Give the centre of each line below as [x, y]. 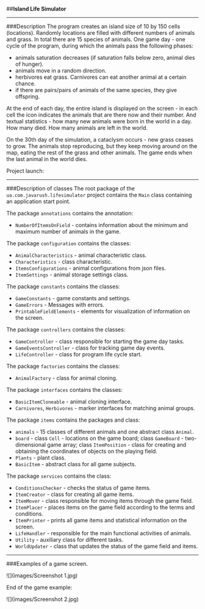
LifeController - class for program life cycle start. [78, 354]
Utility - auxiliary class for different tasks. [69, 540]
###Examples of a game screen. [47, 564]
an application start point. [38, 201]
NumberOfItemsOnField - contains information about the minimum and [101, 225]
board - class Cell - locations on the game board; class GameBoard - [99, 438]
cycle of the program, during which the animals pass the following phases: [100, 46]
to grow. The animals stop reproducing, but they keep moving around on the [102, 146]
